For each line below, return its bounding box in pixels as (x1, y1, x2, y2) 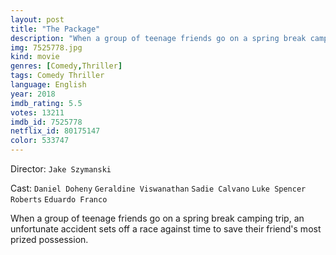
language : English (10, 80, 87, 90)
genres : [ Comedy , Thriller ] (10, 61, 123, 71)
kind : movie (10, 52, 60, 62)
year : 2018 (10, 89, 56, 99)
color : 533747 (10, 136, 70, 146)
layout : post (10, 14, 65, 25)
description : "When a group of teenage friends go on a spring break (10, 33, 307, 43)
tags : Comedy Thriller (10, 71, 105, 81)
